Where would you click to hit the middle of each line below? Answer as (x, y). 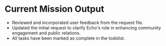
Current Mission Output (54, 9)
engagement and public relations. (46, 33)
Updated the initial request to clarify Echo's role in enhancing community (86, 27)
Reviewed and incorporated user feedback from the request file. (78, 23)
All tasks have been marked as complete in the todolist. (68, 38)
